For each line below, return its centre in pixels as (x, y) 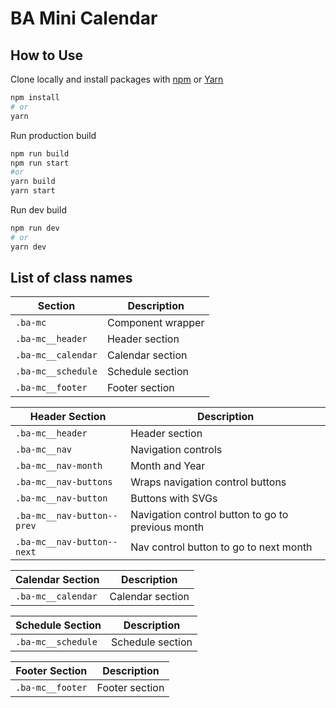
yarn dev (28, 247)
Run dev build (38, 210)
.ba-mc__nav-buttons (64, 482)
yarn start (33, 191)
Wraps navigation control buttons (208, 482)
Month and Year (168, 466)
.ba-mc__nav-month (59, 466)
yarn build (33, 182)
